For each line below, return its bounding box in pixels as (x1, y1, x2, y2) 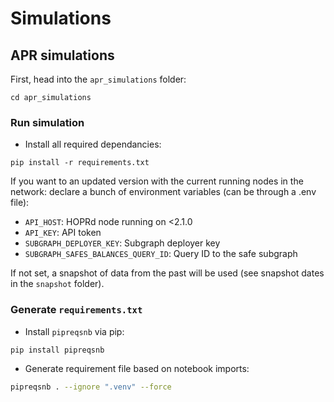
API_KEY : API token (24, 227, 102, 239)
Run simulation (10, 115, 85, 129)
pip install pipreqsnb (10, 345, 105, 355)
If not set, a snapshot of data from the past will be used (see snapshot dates (10, 267, 325, 279)
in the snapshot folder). (10, 278, 105, 290)
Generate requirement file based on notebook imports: (24, 362, 250, 374)
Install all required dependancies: (24, 138, 162, 151)
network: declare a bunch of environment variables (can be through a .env (10, 186, 317, 198)
